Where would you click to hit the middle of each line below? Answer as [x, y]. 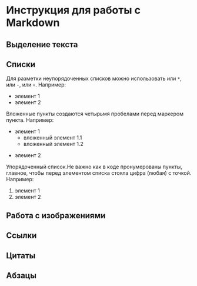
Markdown [33, 23]
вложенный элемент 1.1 [53, 138]
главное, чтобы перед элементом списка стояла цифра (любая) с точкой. [99, 173]
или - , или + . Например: [36, 85]
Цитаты [21, 256]
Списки [21, 64]
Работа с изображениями [56, 215]
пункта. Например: [30, 120]
